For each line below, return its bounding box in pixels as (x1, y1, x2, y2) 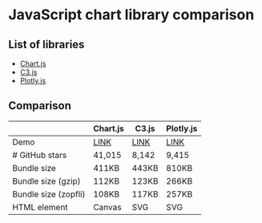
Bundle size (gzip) (12, 175, 82, 186)
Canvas (93, 201, 122, 213)
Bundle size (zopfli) (12, 189, 86, 200)
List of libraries (8, 38, 85, 51)
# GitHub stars (12, 149, 67, 160)
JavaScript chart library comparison (8, 6, 255, 24)
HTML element (12, 201, 68, 213)
